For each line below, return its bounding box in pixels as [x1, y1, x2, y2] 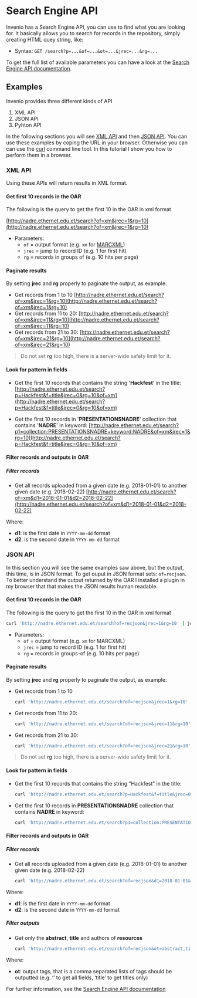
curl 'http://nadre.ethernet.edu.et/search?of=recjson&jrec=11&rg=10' [14, 720, 191, 727]
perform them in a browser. [6, 151, 72, 158]
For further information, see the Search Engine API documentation [6, 985, 166, 992]
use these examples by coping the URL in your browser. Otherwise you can [6, 139, 188, 146]
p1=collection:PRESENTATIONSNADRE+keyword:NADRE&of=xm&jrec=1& [14, 428, 191, 435]
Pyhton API [14, 121, 42, 128]
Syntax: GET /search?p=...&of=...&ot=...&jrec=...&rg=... [14, 47, 158, 54]
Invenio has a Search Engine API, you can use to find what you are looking [6, 23, 186, 31]
